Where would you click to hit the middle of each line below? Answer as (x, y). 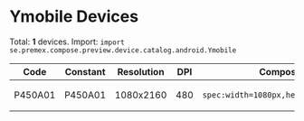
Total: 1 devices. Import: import (67, 42)
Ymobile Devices (74, 17)
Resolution (141, 71)
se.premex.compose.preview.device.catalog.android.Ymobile (123, 50)
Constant (85, 71)
